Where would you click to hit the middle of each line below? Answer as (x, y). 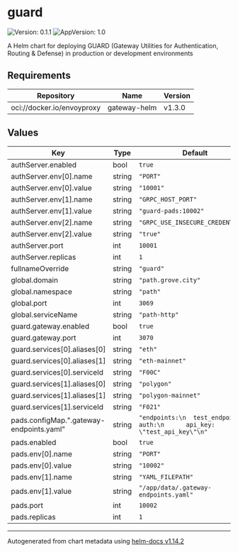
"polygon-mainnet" (170, 395)
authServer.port (37, 245)
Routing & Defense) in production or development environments (100, 53)
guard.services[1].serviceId (57, 407)
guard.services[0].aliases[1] (58, 360)
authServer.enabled (44, 165)
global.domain (35, 280)
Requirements (39, 76)
